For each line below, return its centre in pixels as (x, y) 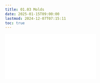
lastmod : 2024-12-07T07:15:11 (36, 18)
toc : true (15, 23)
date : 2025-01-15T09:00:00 (32, 14)
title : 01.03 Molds (25, 9)
